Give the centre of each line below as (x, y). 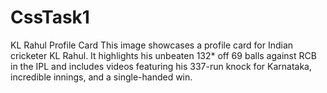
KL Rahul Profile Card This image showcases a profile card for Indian (152, 45)
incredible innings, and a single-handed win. (101, 77)
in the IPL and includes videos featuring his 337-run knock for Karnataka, (161, 66)
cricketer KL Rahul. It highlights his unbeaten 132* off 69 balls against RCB (163, 55)
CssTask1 (50, 17)
